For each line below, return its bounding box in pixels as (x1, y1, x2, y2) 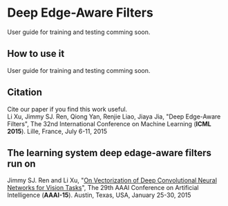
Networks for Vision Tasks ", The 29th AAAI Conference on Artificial (7, 184, 199, 192)
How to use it (7, 48, 65, 60)
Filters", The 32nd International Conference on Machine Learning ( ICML (7, 119, 212, 128)
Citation (7, 87, 43, 98)
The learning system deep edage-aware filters (7, 147, 212, 159)
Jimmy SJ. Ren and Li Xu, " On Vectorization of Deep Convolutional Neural (7, 176, 218, 184)
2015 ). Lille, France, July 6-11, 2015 (7, 127, 108, 135)
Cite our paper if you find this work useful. (7, 105, 128, 113)
